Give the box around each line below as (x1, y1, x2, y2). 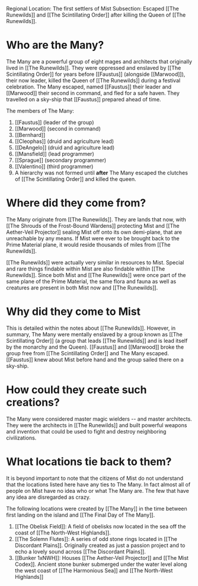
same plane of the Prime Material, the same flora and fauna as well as (6, 278, 177, 285)
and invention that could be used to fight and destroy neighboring (6, 428, 167, 435)
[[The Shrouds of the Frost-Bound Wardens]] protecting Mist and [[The (6, 222, 180, 229)
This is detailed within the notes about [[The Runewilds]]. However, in (6, 324, 176, 332)
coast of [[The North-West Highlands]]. (14, 529, 111, 536)
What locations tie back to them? (6, 455, 172, 468)
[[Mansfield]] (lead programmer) (14, 150, 94, 157)
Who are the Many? (6, 39, 104, 52)
